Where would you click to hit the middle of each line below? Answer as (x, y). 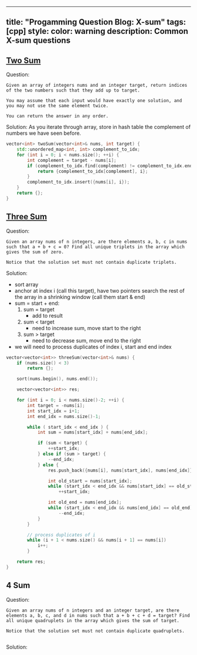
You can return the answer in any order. (57, 116)
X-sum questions (38, 41)
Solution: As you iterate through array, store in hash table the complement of (98, 127)
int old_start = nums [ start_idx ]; (90, 481)
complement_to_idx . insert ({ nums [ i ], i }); (79, 182)
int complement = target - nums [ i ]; (72, 160)
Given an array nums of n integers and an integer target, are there (93, 610)
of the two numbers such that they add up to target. (73, 91)
